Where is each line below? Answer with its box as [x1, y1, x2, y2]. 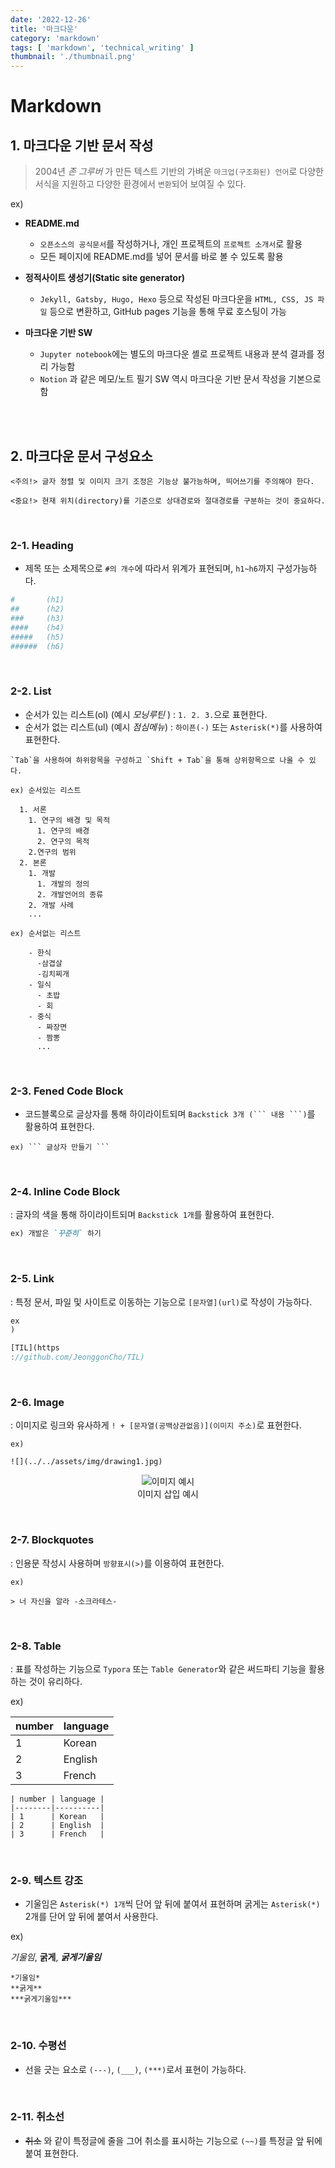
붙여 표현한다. [24, 2147, 80, 2159]
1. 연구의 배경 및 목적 [28, 815, 111, 825]
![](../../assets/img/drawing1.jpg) [10, 1457, 163, 1467]
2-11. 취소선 [10, 2110, 65, 2124]
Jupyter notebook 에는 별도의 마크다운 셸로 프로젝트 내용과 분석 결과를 [39, 348, 315, 360]
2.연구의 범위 [28, 847, 77, 857]
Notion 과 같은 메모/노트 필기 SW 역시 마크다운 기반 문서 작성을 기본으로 [39, 373, 322, 385]
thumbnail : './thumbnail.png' [10, 52, 137, 62]
